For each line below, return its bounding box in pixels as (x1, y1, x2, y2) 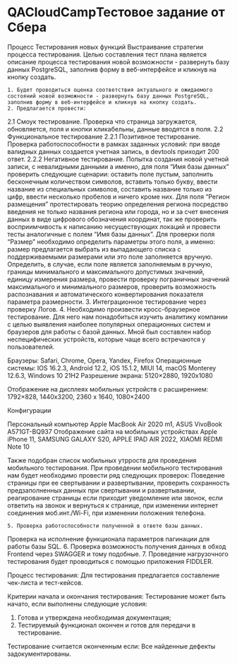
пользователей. (7, 342, 55, 351)
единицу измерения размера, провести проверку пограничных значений (7, 275, 230, 283)
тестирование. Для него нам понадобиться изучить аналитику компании (7, 312, 228, 321)
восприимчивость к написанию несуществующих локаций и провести (7, 222, 221, 230)
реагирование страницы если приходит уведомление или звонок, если (7, 493, 224, 502)
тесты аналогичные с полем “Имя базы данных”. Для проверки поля (7, 230, 215, 238)
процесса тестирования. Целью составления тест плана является (7, 50, 207, 59)
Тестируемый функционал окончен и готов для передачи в (17, 620, 196, 629)
